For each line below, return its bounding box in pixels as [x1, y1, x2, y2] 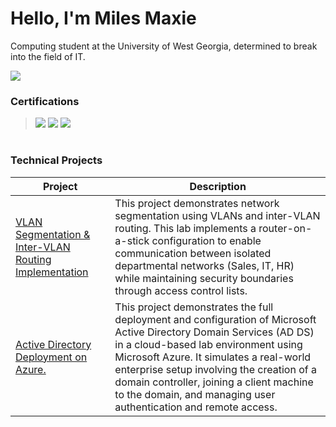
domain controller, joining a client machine [114, 375, 314, 389]
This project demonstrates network [114, 196, 280, 210]
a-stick [114, 233, 150, 247]
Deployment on [15, 350, 88, 364]
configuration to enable [151, 233, 262, 247]
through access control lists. [114, 283, 248, 297]
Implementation [15, 265, 89, 279]
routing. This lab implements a [114, 221, 257, 235]
